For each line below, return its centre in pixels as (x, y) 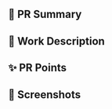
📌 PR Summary (45, 15)
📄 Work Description (57, 41)
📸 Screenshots (45, 94)
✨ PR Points (38, 68)
